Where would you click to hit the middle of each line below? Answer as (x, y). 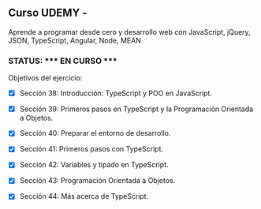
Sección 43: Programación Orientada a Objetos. (97, 181)
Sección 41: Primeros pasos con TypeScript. (91, 149)
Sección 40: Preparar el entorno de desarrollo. (95, 133)
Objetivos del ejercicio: (45, 78)
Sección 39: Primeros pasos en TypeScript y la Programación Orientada (136, 109)
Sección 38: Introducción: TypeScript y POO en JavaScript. (116, 93)
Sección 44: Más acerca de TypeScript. (84, 196)
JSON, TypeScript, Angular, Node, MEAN (75, 40)
